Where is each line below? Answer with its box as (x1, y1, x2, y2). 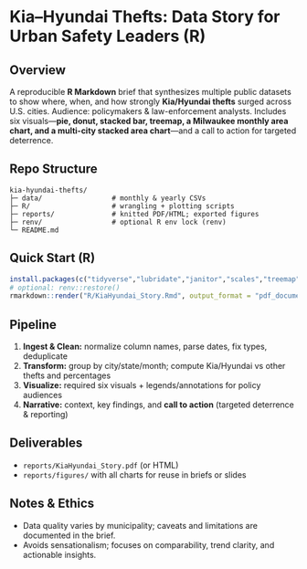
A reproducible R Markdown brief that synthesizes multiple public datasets (9, 87, 292, 97)
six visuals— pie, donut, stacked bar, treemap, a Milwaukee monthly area (9, 116, 289, 126)
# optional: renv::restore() (9, 283, 121, 292)
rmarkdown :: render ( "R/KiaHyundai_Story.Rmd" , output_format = (9, 291, 251, 300)
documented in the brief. (22, 530, 116, 541)
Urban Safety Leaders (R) (9, 26, 206, 47)
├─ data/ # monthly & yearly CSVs (9, 194, 206, 203)
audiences (22, 390, 62, 401)
